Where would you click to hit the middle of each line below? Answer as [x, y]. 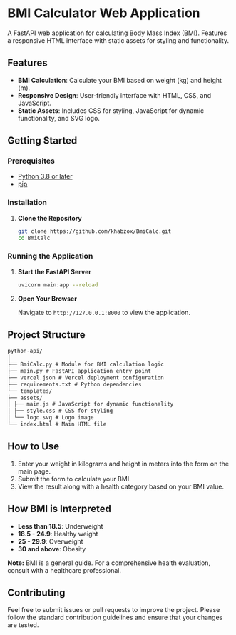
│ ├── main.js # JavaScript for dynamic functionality [91, 404]
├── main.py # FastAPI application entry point [79, 371]
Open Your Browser [47, 299]
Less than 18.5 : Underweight [60, 526]
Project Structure [46, 335]
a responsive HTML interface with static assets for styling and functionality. [118, 40]
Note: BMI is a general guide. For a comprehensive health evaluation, [109, 563]
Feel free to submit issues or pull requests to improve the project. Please [114, 610]
